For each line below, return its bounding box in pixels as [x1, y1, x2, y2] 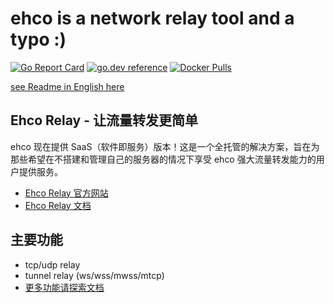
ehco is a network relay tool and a [10, 7, 295, 30]
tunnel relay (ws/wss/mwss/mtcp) [24, 269, 165, 281]
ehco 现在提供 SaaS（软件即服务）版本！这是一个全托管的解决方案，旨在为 [10, 140, 320, 152]
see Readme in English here [10, 80, 125, 92]
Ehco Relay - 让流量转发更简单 [10, 112, 199, 129]
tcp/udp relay [24, 258, 81, 271]
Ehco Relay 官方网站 [24, 187, 109, 199]
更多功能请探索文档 [24, 281, 105, 293]
